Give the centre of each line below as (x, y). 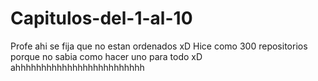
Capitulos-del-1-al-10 (101, 18)
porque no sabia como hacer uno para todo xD (106, 56)
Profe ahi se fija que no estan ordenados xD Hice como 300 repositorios (159, 46)
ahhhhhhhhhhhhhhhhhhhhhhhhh (77, 67)
